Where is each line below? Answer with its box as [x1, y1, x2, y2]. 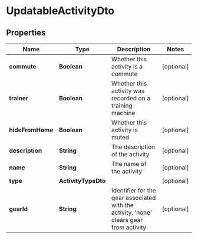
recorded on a [111, 94, 150, 102]
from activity [111, 223, 147, 231]
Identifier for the [111, 186, 156, 194]
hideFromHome [9, 126, 54, 134]
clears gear [111, 216, 143, 224]
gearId [9, 205, 28, 213]
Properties [6, 28, 46, 38]
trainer [9, 94, 28, 102]
